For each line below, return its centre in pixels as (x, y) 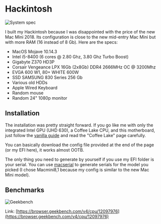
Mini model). (17, 175)
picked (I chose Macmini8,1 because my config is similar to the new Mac (77, 170)
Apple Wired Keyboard (35, 87)
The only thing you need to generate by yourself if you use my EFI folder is (80, 159)
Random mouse (28, 93)
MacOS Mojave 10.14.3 (34, 52)
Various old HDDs (30, 82)
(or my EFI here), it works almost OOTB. (45, 150)
